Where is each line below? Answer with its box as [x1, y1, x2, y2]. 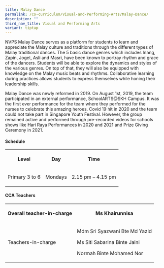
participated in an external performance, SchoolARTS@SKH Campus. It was [5, 96, 159, 101]
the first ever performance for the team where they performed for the [5, 101, 146, 107]
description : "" [5, 16, 38, 21]
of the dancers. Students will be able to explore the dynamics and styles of [5, 60, 157, 66]
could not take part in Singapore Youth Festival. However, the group [5, 111, 142, 117]
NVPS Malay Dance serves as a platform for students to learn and [5, 39, 138, 45]
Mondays [45, 173, 67, 180]
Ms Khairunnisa [95, 210, 133, 217]
